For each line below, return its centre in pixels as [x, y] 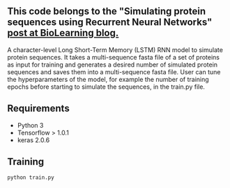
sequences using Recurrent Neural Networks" [110, 23]
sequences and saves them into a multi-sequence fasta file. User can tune [114, 71]
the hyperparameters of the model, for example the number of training [108, 79]
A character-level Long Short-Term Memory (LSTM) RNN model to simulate [115, 50]
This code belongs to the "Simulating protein [107, 11]
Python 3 [30, 125]
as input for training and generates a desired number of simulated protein [113, 65]
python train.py [31, 178]
